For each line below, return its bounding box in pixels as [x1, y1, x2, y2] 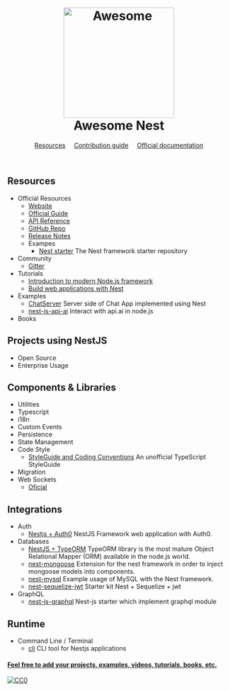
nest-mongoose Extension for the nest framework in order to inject [28, 559, 223, 569]
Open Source [17, 354, 57, 362]
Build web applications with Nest [28, 284, 124, 293]
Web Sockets [17, 475, 57, 484]
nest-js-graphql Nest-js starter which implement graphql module [28, 598, 217, 606]
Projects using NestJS [7, 335, 108, 347]
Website [28, 202, 52, 210]
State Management [17, 438, 74, 446]
